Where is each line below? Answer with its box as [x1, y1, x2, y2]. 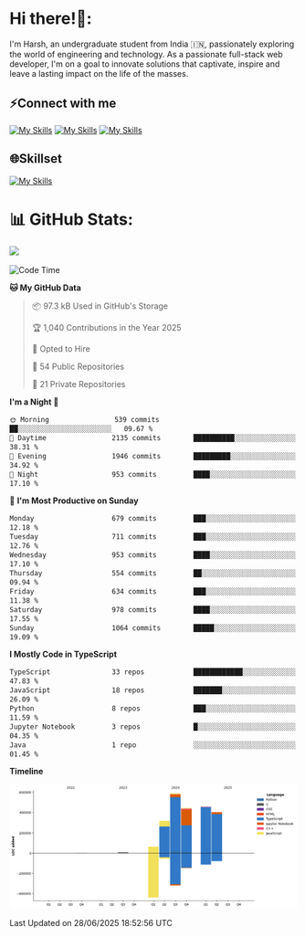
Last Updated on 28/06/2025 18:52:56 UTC [9, 917, 174, 928]
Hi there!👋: [9, 8, 93, 29]
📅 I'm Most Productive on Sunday [9, 495, 139, 506]
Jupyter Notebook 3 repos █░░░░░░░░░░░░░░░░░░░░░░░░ [9, 721, 297, 732]
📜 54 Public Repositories [31, 361, 125, 372]
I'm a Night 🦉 [9, 396, 59, 407]
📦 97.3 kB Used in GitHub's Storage [31, 300, 169, 311]
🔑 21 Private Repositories [31, 378, 126, 389]
